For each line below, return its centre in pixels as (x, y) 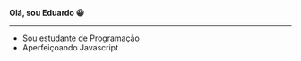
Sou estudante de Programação (81, 38)
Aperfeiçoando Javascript (70, 47)
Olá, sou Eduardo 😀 (47, 13)
